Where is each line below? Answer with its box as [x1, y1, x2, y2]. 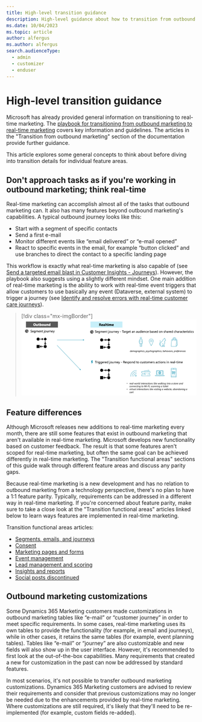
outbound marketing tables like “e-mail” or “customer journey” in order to [6, 613, 188, 621]
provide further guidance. [6, 139, 70, 147]
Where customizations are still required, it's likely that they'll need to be [6, 702, 184, 709]
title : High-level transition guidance [6, 10, 107, 16]
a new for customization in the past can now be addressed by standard [6, 659, 183, 666]
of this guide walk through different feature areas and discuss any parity [6, 462, 186, 469]
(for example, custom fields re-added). [40, 709, 137, 716]
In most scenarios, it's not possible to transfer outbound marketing [6, 677, 172, 684]
